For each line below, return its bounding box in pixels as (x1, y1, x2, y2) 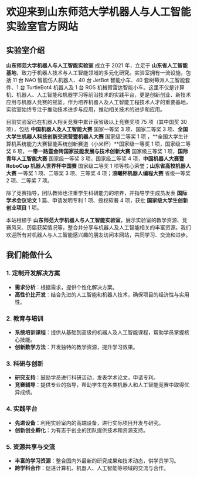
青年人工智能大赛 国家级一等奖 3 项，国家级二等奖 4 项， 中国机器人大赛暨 (6, 155, 185, 162)
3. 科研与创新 (6, 359, 43, 367)
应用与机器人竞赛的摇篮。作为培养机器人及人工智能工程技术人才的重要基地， (6, 99, 191, 106)
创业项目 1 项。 (6, 204, 42, 211)
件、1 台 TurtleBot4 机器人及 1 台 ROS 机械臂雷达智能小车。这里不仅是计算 (6, 84, 185, 91)
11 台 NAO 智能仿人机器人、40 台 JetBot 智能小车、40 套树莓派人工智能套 (12, 77, 191, 83)
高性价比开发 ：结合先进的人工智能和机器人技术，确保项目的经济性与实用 (14, 291, 189, 298)
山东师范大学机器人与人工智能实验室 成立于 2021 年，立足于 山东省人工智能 (6, 62, 188, 69)
